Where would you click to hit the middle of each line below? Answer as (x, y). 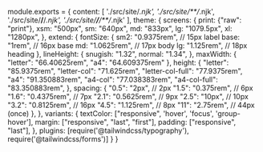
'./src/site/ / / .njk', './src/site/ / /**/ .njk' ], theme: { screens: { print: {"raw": (125, 20)
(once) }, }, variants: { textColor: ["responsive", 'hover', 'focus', (111, 114)
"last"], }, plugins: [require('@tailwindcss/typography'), (98, 130)
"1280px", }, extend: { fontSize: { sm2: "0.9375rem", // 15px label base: (124, 37)
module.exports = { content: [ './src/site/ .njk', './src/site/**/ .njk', (111, 12)
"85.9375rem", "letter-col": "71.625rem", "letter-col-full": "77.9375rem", (125, 71)
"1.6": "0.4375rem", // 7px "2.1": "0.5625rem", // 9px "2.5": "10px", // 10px (128, 96)
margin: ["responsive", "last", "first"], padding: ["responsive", (136, 122)
